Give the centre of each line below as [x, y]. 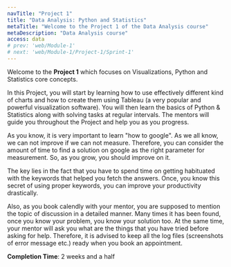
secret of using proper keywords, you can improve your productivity [104, 185]
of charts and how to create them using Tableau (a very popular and [104, 100]
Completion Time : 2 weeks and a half [61, 256]
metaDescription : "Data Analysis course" [68, 33]
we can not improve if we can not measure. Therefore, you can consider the [115, 142]
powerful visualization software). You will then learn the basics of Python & [114, 107]
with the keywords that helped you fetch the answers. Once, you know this [113, 178]
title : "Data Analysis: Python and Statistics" [77, 20]
